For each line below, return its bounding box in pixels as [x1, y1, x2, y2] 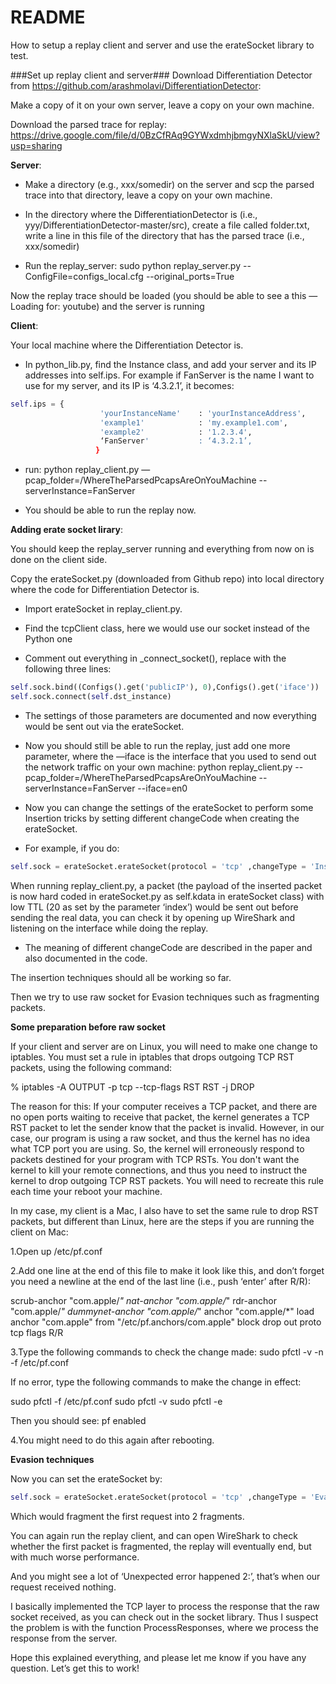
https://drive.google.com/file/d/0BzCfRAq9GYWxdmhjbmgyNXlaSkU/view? [10, 129, 320, 141]
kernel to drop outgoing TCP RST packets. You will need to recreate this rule [10, 1174, 324, 1186]
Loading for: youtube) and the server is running [10, 300, 205, 312]
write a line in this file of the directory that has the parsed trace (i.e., [24, 229, 305, 241]
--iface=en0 [137, 782, 188, 794]
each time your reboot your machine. [10, 1185, 163, 1197]
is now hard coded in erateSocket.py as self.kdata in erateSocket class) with [10, 890, 325, 902]
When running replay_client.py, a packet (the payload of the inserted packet [10, 879, 323, 891]
